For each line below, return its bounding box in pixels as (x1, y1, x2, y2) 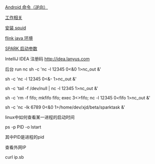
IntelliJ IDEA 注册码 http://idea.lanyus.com (5, 56, 90, 62)
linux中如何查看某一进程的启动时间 (5, 114, 75, 120)
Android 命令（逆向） (5, 4, 48, 10)
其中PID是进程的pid (5, 134, 44, 140)
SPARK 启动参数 (5, 46, 38, 51)
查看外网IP (5, 145, 26, 150)
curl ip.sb (5, 154, 24, 160)
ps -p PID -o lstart (5, 124, 42, 130)
